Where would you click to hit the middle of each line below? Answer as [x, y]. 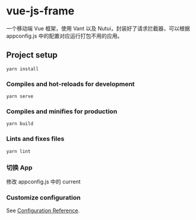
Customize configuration [44, 197]
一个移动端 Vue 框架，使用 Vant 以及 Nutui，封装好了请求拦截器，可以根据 [98, 28]
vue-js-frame [41, 11]
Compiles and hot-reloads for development [71, 84]
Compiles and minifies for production [62, 111]
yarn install [23, 69]
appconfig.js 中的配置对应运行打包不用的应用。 [65, 36]
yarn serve [20, 97]
